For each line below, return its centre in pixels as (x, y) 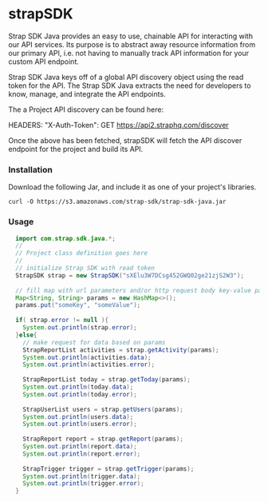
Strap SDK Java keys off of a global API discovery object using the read (126, 77)
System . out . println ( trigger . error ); (84, 484)
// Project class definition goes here (82, 253)
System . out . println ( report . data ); (80, 447)
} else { (26, 335)
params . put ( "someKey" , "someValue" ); (78, 305)
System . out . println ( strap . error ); (80, 328)
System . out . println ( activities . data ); (87, 357)
